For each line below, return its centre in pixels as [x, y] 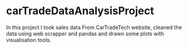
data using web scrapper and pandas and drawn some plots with [85, 33]
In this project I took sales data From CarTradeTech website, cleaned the [94, 27]
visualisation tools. [29, 40]
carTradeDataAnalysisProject [80, 11]
